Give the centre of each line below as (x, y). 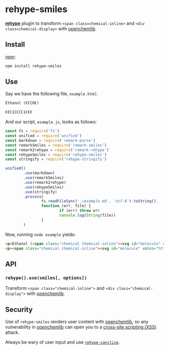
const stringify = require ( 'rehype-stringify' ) (56, 159)
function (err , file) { (66, 206)
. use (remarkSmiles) (44, 178)
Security (19, 309)
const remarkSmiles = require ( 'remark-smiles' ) (56, 145)
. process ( (33, 196)
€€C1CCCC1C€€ (19, 112)
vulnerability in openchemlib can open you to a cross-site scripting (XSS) (81, 327)
